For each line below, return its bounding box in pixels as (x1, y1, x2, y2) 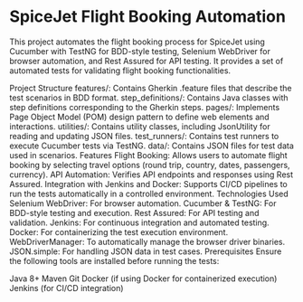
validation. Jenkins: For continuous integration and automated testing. (9, 217, 270, 228)
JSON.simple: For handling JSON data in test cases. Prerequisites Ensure (9, 246, 282, 257)
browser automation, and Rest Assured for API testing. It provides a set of (9, 55, 284, 66)
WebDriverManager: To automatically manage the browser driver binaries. (9, 236, 286, 247)
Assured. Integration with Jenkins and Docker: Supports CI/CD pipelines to (9, 178, 288, 189)
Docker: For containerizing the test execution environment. (9, 226, 229, 237)
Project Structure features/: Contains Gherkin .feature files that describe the (9, 82, 292, 93)
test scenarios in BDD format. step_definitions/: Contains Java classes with (9, 92, 289, 103)
